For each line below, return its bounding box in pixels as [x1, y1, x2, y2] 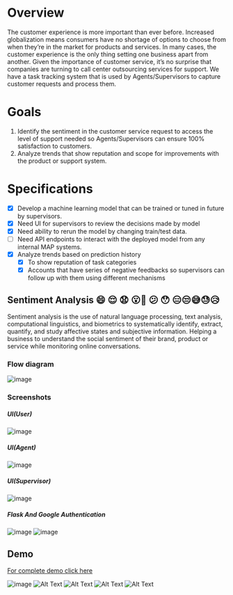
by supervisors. [17, 212, 63, 220]
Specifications [7, 181, 93, 197]
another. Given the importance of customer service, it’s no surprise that [7, 57, 212, 65]
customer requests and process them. [7, 79, 117, 88]
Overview [7, 5, 65, 21]
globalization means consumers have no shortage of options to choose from [7, 35, 226, 43]
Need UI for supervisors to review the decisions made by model [17, 219, 200, 228]
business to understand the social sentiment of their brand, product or [7, 335, 209, 343]
